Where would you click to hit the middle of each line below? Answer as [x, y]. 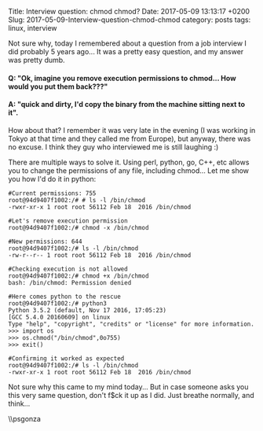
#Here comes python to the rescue [65, 297]
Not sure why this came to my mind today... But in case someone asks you [128, 387]
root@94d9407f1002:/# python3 [58, 303]
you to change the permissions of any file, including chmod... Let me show [129, 170]
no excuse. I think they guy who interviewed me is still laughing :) [113, 147]
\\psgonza [25, 418]
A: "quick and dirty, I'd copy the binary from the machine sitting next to [127, 105]
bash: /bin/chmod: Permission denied [70, 282]
